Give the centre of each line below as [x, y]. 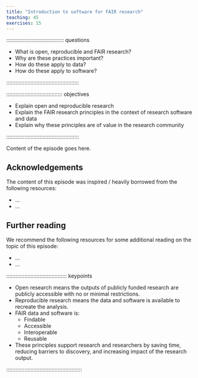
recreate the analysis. [42, 307]
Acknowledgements [45, 167]
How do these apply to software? [56, 71]
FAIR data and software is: [47, 313]
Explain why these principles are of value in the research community [99, 125]
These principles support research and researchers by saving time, [98, 345]
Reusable [35, 339]
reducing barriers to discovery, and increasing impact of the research [101, 352]
